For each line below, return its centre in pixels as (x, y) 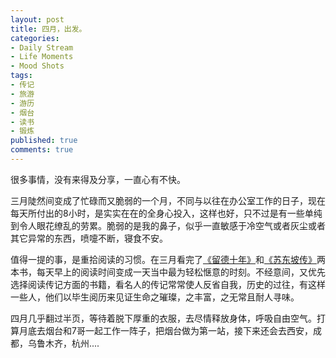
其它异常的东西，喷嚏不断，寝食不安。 (89, 238)
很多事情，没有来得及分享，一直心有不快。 (98, 179)
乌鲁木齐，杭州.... (63, 343)
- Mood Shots (37, 66)
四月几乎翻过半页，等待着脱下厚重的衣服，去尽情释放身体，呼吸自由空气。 (163, 318)
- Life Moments (42, 57)
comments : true (42, 150)
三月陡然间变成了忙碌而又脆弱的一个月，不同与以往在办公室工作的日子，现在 (168, 200)
